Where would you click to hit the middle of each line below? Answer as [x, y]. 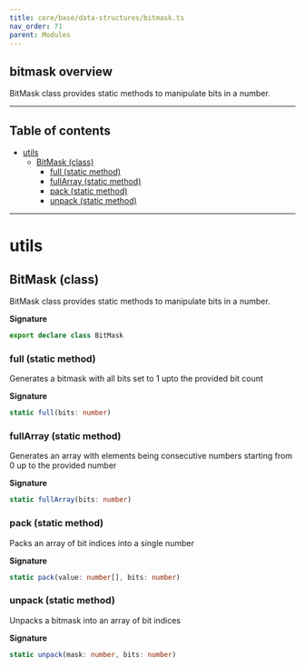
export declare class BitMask [67, 335]
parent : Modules [40, 35]
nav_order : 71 [36, 26]
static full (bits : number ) [60, 413]
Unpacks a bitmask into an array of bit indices [95, 620]
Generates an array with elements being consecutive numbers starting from [151, 456]
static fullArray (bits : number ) [70, 500]
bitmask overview [61, 71]
